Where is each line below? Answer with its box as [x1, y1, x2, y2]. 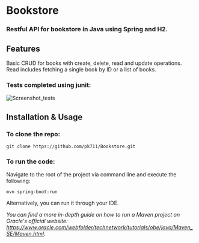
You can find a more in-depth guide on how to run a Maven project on [6, 211, 180, 218]
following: [6, 178, 31, 185]
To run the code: [6, 157, 55, 166]
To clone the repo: [6, 130, 61, 138]
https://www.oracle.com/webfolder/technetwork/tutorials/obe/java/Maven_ [6, 224, 194, 231]
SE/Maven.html [6, 230, 44, 238]
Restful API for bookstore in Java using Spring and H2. [6, 25, 168, 34]
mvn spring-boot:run [6, 189, 58, 195]
